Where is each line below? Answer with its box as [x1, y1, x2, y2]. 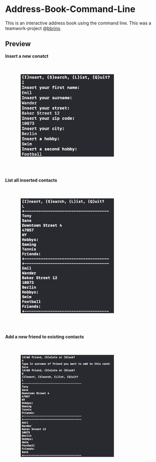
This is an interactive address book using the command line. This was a [5, 20, 152, 26]
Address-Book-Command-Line [5, 3, 136, 15]
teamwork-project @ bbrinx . [5, 25, 62, 31]
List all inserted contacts [5, 177, 58, 183]
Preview [5, 40, 31, 48]
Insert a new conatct [5, 53, 49, 59]
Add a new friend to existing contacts [5, 333, 84, 340]
